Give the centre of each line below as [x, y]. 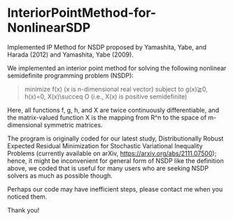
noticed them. [27, 197]
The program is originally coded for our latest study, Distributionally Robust [115, 138]
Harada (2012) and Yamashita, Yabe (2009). [71, 55]
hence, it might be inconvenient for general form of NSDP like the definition [115, 161]
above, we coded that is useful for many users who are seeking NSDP [108, 168]
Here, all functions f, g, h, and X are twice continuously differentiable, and [113, 110]
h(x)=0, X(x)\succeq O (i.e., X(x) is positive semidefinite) [106, 97]
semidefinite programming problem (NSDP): [71, 76]
